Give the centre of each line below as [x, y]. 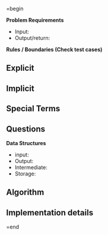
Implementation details [50, 213]
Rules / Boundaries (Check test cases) [54, 49]
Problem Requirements [35, 20]
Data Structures [26, 143]
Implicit [20, 88]
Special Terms [33, 109]
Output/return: [32, 38]
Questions [26, 129]
